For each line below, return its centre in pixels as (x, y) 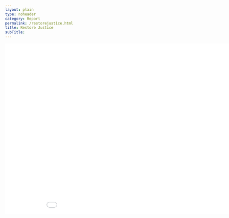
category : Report (23, 19)
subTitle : (15, 32)
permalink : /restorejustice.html (39, 23)
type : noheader (21, 14)
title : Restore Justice (29, 28)
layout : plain (20, 10)
